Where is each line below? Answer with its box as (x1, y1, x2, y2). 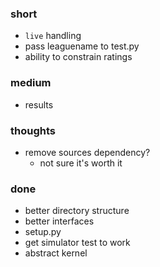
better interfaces (24, 215, 95, 227)
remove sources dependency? (24, 146, 151, 158)
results (24, 98, 54, 111)
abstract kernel (24, 247, 88, 259)
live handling (24, 30, 82, 42)
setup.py (24, 226, 62, 238)
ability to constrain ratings (24, 51, 133, 63)
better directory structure (24, 205, 130, 217)
